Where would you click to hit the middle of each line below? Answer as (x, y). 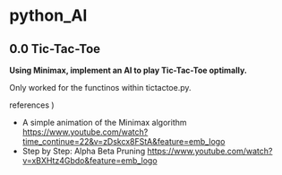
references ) (32, 105)
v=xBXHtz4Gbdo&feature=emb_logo (90, 161)
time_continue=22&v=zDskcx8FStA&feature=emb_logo (124, 141)
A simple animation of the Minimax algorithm (104, 122)
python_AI (48, 16)
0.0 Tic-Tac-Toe (55, 49)
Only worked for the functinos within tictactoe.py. (100, 87)
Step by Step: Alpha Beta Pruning (84, 151)
